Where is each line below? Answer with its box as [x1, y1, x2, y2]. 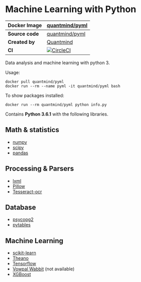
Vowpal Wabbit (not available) [12, 266, 75, 272]
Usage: [5, 69, 20, 75]
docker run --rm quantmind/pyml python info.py [5, 102, 107, 107]
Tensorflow [12, 261, 36, 267]
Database [5, 203, 36, 211]
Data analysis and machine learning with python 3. [5, 60, 110, 66]
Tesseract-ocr [12, 188, 42, 195]
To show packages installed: [5, 92, 64, 98]
